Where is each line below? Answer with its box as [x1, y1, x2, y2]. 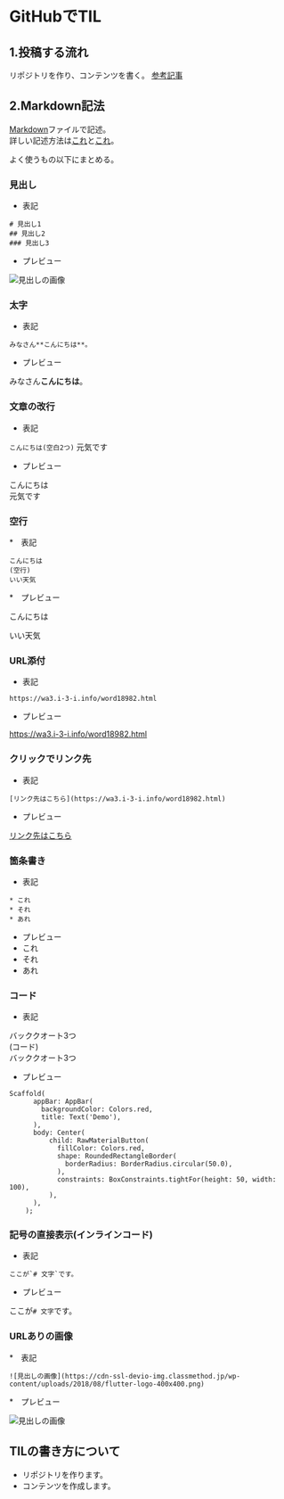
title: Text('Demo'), [41, 1113, 122, 1122]
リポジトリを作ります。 [21, 1469, 109, 1479]
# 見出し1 [9, 220, 42, 229]
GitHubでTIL [9, 6, 102, 27]
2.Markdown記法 [9, 98, 105, 114]
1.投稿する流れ [9, 45, 89, 60]
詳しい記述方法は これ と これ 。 [9, 135, 119, 145]
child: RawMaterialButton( [48, 1136, 150, 1145]
